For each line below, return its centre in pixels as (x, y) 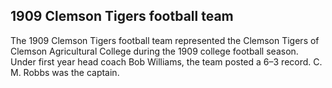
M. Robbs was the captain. (65, 72)
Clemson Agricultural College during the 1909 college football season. (154, 51)
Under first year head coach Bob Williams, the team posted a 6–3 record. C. (166, 61)
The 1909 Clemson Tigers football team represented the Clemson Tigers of (165, 40)
